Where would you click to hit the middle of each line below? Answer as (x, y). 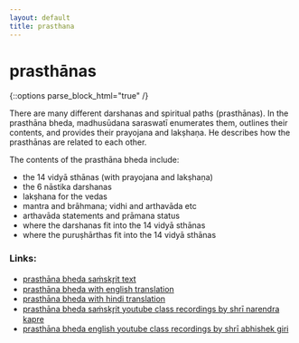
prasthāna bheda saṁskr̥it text (79, 279)
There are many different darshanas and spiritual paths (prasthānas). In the (149, 113)
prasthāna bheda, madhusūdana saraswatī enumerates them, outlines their (149, 123)
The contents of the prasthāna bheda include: (94, 160)
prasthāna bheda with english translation (98, 289)
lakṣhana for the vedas (65, 196)
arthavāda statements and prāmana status (101, 216)
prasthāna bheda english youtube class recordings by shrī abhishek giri (155, 329)
